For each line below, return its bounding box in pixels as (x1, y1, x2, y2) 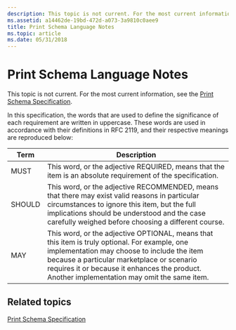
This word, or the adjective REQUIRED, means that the (46, 162, 225, 172)
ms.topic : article (7, 29, 61, 37)
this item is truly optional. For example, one (46, 237, 188, 247)
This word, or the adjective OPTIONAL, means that (46, 229, 214, 239)
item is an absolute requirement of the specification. (46, 171, 219, 180)
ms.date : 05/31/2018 (7, 37, 68, 44)
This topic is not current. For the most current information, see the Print (7, 90, 214, 98)
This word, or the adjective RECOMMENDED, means (46, 182, 219, 192)
